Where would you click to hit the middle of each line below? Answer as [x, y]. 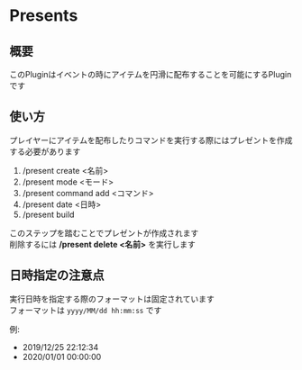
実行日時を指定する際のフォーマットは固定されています [112, 299]
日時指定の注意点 [57, 275]
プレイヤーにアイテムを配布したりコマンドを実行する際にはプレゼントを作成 [151, 140]
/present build [48, 214]
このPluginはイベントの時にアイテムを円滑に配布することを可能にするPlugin [151, 74]
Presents [44, 16]
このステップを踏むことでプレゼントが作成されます [104, 233]
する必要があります [45, 151]
